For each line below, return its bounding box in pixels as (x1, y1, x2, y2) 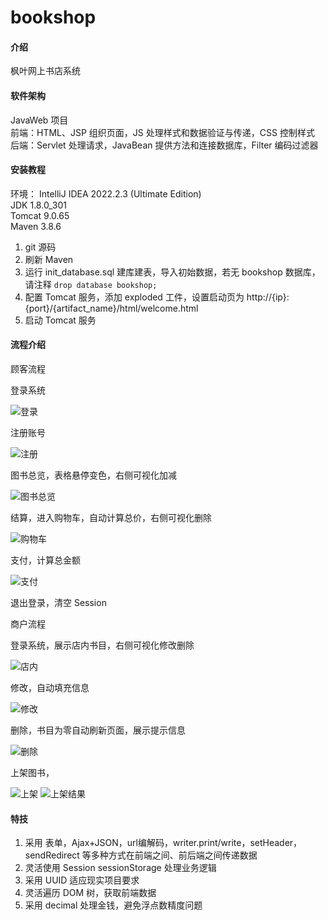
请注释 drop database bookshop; (24, 278, 158, 290)
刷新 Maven (24, 253, 74, 265)
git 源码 (24, 241, 57, 253)
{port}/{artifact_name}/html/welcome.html (24, 302, 199, 314)
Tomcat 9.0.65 (10, 209, 70, 221)
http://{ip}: (246, 291, 290, 303)
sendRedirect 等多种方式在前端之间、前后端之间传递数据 (24, 849, 258, 861)
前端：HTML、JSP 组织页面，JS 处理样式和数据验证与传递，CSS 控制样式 (10, 126, 315, 138)
